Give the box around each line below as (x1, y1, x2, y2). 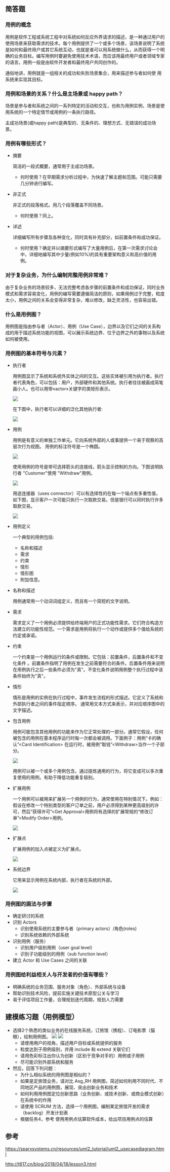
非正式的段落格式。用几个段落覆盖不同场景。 (12, 202, 106, 208)
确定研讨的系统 (12, 913, 44, 919)
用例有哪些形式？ (5, 140, 47, 147)
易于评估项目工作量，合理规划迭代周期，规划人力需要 (12, 996, 124, 1003)
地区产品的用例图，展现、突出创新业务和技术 (24, 1084, 118, 1090)
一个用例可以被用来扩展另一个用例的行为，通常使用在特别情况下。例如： (12, 796, 163, 802)
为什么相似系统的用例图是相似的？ (20, 1072, 92, 1078)
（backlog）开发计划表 (20, 1110, 68, 1116)
